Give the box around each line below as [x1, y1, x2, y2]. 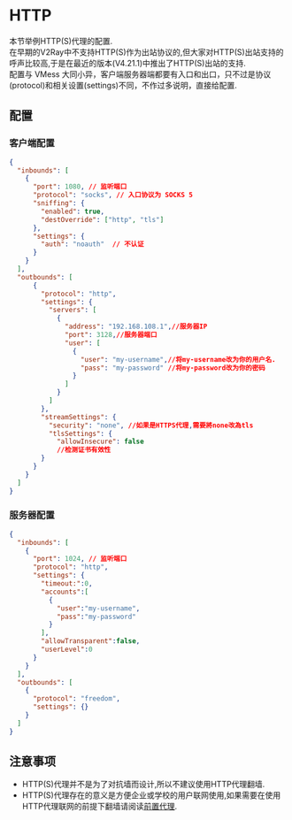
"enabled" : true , [41, 207, 104, 216]
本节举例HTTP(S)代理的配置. [9, 35, 113, 46]
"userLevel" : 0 [41, 645, 93, 655]
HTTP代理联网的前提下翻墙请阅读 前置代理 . [21, 801, 178, 812]
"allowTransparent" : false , [41, 637, 141, 646]
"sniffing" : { [32, 199, 86, 208]
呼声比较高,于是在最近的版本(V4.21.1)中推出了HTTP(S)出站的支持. [9, 57, 246, 68]
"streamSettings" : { [41, 412, 117, 421]
